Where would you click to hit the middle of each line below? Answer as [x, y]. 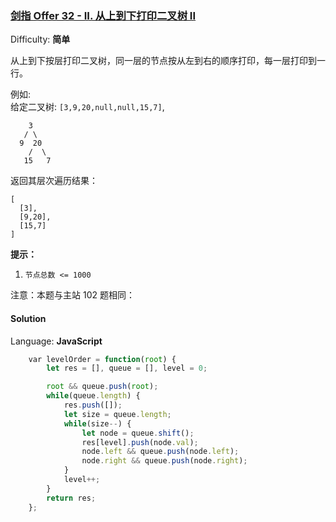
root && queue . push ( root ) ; [102, 387]
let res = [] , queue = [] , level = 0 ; [127, 368]
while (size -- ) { [97, 423]
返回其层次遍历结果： [54, 181]
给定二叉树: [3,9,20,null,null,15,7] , [87, 107]
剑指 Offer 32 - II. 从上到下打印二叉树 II [103, 15]
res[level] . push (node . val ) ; [140, 442]
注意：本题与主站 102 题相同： [72, 295]
